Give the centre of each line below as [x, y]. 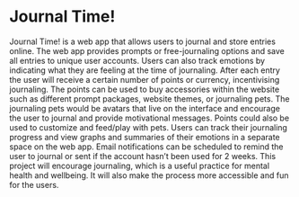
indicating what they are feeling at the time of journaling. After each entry [145, 70]
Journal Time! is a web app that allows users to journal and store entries [143, 41]
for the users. [34, 184]
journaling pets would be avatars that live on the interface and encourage [145, 108]
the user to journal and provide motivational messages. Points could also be [149, 118]
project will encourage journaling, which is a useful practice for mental [140, 166]
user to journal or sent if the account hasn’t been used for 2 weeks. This [143, 156]
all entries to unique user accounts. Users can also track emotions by [137, 60]
